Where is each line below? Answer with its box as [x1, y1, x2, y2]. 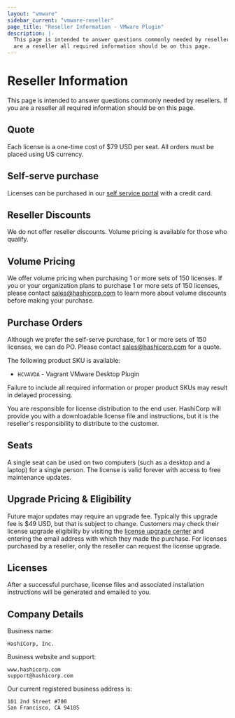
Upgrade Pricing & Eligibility [7, 493, 131, 505]
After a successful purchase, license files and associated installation [7, 581, 204, 589]
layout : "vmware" [7, 10, 58, 18]
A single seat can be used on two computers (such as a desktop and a [7, 458, 211, 467]
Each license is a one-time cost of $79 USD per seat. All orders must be [7, 142, 215, 151]
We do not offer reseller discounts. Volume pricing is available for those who [7, 228, 227, 236]
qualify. [7, 235, 29, 244]
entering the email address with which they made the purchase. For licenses [7, 534, 227, 543]
